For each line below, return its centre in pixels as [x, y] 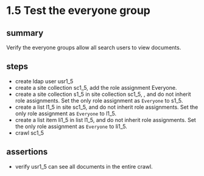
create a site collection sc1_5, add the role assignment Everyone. [96, 87]
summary [25, 33]
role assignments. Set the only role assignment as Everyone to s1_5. [99, 100]
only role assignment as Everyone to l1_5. [66, 113]
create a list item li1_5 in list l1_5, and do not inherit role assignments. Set [105, 120]
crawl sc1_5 [30, 133]
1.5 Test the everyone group [79, 11]
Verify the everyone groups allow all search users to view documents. [94, 47]
